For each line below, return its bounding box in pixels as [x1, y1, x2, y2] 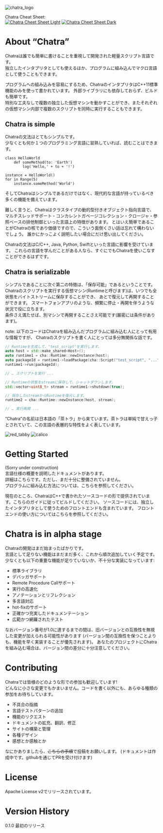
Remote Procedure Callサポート [12, 580, 76, 586]
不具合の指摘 [12, 702, 38, 707]
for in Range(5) [5, 177, 38, 182]
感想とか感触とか [12, 738, 47, 744]
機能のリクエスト [12, 714, 47, 720]
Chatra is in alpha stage [5, 528, 102, 540]
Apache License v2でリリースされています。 [5, 788, 94, 794]
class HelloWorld [5, 156, 40, 161]
